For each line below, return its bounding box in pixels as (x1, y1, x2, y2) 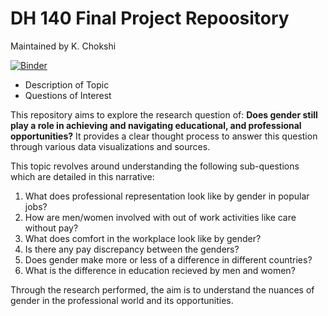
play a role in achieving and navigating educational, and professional (10, 119, 302, 131)
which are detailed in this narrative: (10, 170, 155, 182)
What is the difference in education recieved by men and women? (24, 264, 296, 276)
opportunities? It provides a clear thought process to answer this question (10, 130, 318, 142)
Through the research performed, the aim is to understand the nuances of (10, 283, 315, 296)
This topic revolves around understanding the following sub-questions (10, 160, 300, 172)
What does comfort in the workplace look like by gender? (24, 232, 262, 244)
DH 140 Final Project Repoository (10, 7, 290, 30)
